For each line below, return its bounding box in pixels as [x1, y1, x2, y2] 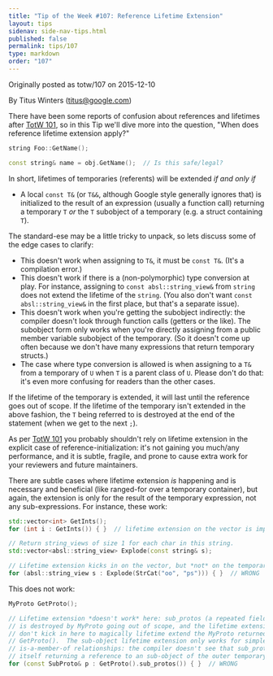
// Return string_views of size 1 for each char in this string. [8, 539, 234, 547]
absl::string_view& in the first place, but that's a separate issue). [19, 299, 240, 308]
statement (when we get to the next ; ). [8, 418, 138, 428]
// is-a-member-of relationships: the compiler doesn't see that [8, 644, 234, 653]
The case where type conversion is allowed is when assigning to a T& [19, 359, 252, 369]
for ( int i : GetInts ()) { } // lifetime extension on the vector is [8, 525, 253, 533]
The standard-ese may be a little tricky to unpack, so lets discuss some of [8, 231, 256, 241]
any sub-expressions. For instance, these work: [8, 501, 168, 511]
